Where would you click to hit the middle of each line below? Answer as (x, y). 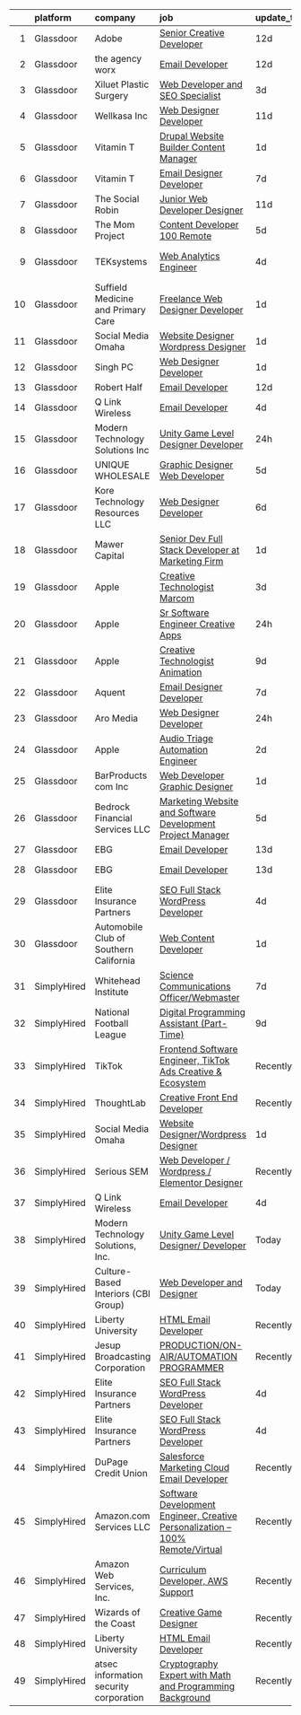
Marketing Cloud (195, 1468)
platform (53, 17)
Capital (109, 556)
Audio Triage (186, 738)
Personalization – (196, 1527)
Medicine (114, 298)
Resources (117, 513)
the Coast (115, 1623)
